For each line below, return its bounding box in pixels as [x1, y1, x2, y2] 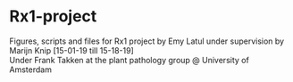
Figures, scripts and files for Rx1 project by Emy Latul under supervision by [9, 36, 284, 46]
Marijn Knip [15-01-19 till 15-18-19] [9, 45, 134, 55]
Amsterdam [9, 64, 52, 75]
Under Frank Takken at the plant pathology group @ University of [9, 54, 250, 65]
